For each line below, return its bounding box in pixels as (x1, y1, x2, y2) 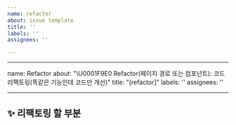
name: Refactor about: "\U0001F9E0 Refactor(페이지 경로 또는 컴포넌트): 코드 (7, 70, 225, 78)
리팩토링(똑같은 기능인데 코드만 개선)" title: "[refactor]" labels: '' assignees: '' (7, 78, 223, 86)
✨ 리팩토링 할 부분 (7, 107, 81, 119)
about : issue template (7, 17, 74, 24)
